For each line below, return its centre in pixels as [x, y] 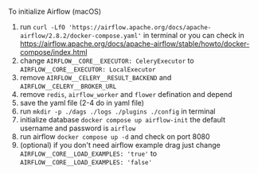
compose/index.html [53, 52]
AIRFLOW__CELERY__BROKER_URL [68, 87]
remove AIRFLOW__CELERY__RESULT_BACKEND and [96, 77]
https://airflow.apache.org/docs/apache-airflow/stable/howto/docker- [135, 44]
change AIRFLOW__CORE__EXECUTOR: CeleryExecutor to [107, 60]
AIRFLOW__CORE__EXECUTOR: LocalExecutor [88, 70]
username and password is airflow [78, 128]
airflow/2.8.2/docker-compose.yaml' [80, 36]
